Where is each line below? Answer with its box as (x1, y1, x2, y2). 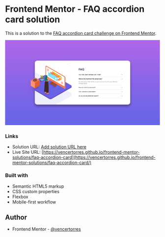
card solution (5, 14, 60, 25)
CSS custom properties (12, 188, 60, 194)
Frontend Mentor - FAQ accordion (5, 3, 145, 15)
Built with (5, 172, 28, 179)
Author (5, 213, 27, 222)
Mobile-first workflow (12, 199, 56, 205)
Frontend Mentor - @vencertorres (12, 226, 81, 232)
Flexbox (12, 194, 28, 200)
